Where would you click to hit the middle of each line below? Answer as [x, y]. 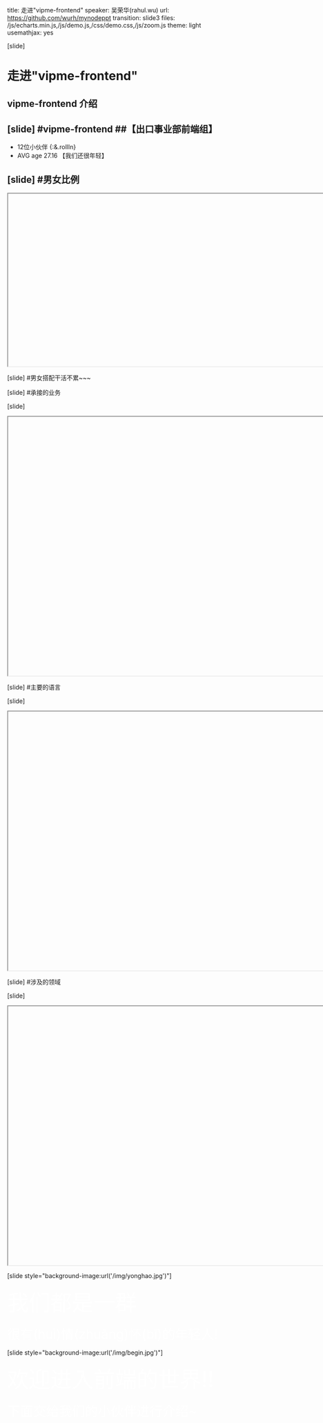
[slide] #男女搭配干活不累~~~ [49, 378]
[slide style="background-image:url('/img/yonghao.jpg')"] [89, 1276]
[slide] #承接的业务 [34, 393]
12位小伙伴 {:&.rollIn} [47, 147]
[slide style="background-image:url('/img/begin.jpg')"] [85, 1353]
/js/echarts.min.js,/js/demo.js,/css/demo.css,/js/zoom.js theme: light [104, 25]
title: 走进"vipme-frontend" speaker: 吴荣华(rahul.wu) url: [88, 10]
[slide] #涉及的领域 [34, 982]
